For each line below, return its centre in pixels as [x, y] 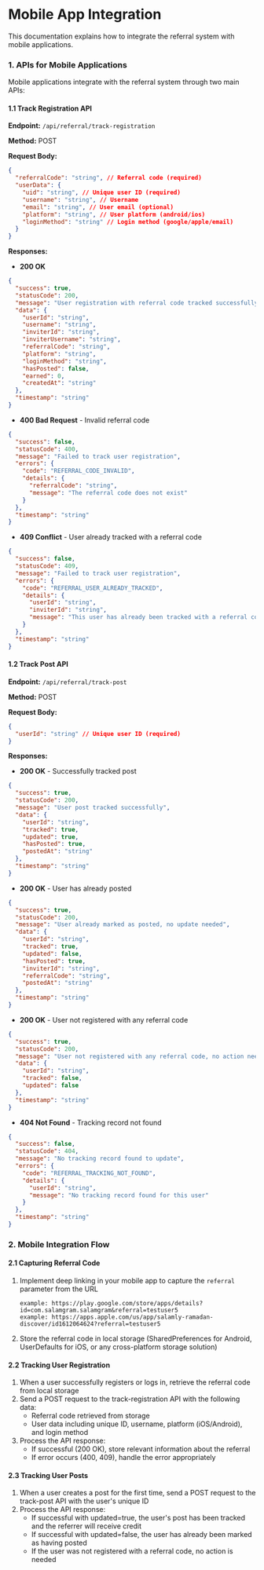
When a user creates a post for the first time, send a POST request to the [137, 1493]
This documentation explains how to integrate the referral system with [121, 36]
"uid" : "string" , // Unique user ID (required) [101, 193]
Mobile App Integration [85, 15]
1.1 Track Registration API [50, 108]
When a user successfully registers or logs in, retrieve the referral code [135, 1382]
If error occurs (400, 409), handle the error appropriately [123, 1458]
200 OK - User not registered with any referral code [104, 1019]
